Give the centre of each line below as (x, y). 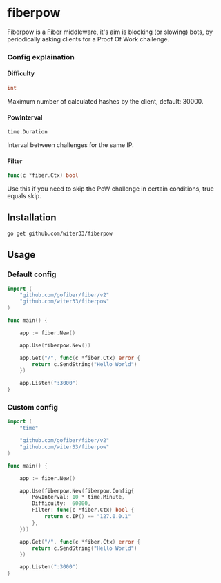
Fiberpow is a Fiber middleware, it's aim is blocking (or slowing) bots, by (110, 32)
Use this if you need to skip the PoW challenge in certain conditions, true (110, 189)
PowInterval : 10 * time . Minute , (79, 497)
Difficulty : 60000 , (61, 504)
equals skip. (24, 196)
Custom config (33, 408)
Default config (32, 274)
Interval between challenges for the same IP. (71, 145)
